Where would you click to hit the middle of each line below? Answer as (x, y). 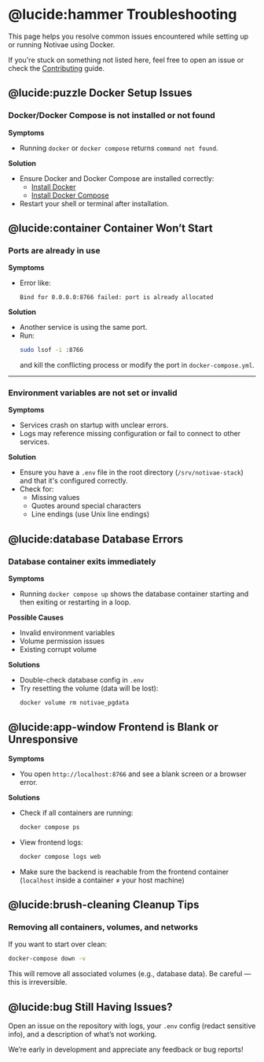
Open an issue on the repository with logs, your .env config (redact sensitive (132, 1026)
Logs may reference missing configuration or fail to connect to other (130, 434)
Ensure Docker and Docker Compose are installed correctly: (117, 178)
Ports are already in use (54, 250)
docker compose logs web (60, 857)
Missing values (55, 498)
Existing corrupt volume (58, 649)
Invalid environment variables (67, 633)
